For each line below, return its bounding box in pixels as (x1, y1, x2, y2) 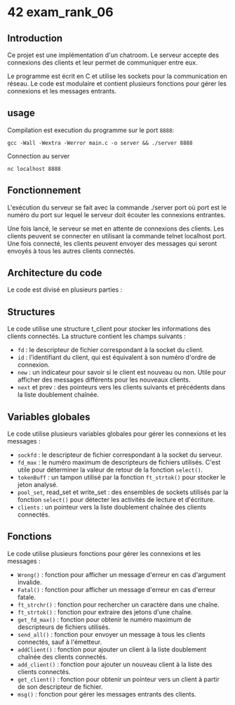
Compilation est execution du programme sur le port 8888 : (7, 126, 175, 134)
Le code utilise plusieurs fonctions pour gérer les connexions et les (7, 549, 201, 557)
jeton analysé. (17, 481, 58, 489)
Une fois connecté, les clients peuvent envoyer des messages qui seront (7, 239, 217, 247)
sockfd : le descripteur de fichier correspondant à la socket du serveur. (17, 451, 223, 459)
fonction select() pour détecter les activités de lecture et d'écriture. (17, 496, 215, 504)
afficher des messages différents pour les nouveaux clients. (17, 375, 191, 384)
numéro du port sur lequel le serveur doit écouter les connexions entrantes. (7, 210, 226, 219)
